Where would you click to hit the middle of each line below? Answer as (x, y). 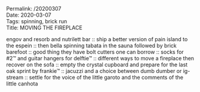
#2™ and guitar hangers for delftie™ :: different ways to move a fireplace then (100, 58)
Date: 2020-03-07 (29, 15)
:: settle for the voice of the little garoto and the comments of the (104, 77)
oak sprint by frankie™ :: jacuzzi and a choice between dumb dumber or (94, 71)
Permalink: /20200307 (34, 9)
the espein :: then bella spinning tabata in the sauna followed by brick (92, 45)
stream (15, 77)
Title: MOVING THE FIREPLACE (44, 27)
